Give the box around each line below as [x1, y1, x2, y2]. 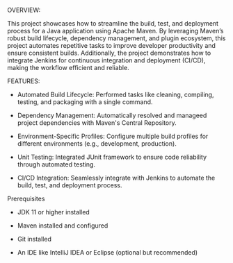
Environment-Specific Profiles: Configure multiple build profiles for [17, 132, 209, 140]
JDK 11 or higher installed [17, 208, 90, 216]
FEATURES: [7, 77, 40, 85]
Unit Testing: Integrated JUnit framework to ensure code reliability [17, 153, 207, 161]
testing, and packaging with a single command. [17, 98, 153, 106]
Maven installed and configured [17, 221, 109, 230]
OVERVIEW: [7, 6, 41, 14]
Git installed [17, 235, 52, 243]
